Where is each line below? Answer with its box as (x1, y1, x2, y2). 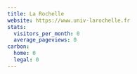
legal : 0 (13, 56, 39, 63)
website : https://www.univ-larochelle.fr (7, 17, 131, 24)
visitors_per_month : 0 (13, 30, 80, 37)
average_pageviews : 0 (13, 37, 77, 44)
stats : (7, 23, 27, 30)
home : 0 (13, 50, 37, 57)
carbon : (7, 43, 30, 50)
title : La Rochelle (7, 10, 65, 18)
